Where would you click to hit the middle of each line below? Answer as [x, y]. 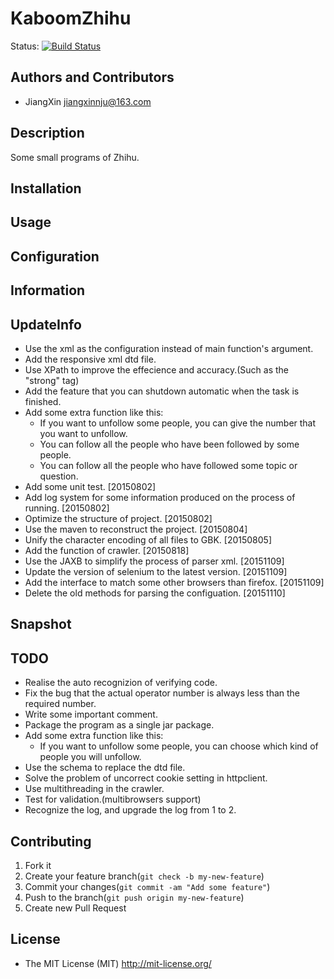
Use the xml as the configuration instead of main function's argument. [169, 348]
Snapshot [41, 624]
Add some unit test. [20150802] [90, 486]
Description [47, 133]
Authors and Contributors [92, 77]
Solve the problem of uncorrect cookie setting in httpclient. [146, 778]
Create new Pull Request [75, 908]
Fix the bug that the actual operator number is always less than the [162, 693]
